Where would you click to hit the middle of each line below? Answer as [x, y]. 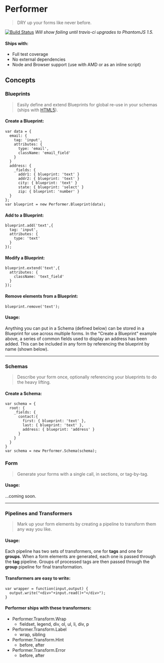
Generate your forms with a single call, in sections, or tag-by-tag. [83, 474]
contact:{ [28, 417]
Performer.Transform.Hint [38, 639]
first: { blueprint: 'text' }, [54, 421]
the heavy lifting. [34, 382]
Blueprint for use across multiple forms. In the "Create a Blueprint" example [81, 333]
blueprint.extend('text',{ [32, 268]
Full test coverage [30, 54]
